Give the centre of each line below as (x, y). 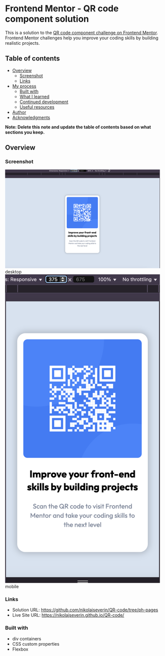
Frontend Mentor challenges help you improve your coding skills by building (82, 38)
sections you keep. (25, 132)
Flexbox (20, 649)
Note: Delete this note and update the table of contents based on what (78, 127)
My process (24, 86)
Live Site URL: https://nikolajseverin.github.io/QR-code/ (68, 615)
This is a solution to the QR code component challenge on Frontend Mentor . (82, 32)
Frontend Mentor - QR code (62, 9)
